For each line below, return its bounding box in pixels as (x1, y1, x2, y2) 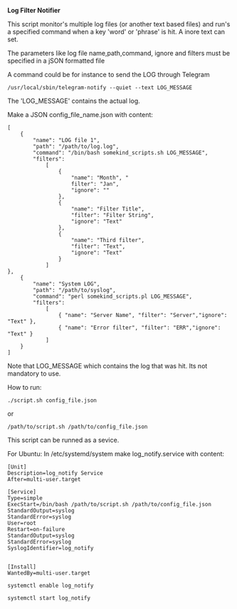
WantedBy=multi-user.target (7, 570, 91, 577)
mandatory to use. (7, 369, 61, 378)
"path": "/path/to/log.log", (33, 143, 120, 150)
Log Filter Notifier (7, 6, 60, 14)
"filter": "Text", (70, 243, 126, 250)
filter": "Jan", (70, 181, 120, 188)
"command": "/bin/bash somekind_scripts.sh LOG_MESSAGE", (33, 149, 209, 156)
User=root (7, 520, 37, 527)
